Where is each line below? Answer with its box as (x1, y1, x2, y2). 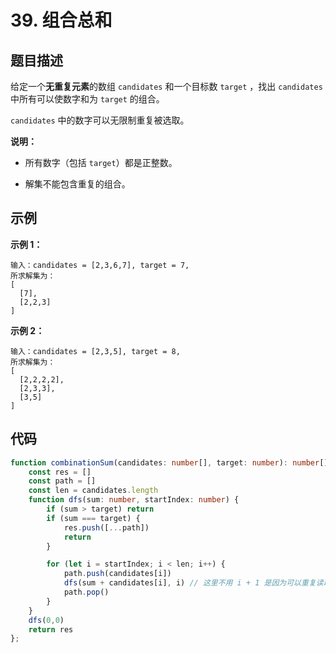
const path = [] (28, 476, 97, 486)
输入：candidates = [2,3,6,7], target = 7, (10, 260, 190, 270)
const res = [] (28, 467, 92, 477)
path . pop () (63, 587, 110, 597)
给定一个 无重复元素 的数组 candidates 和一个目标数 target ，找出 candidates (10, 81, 323, 92)
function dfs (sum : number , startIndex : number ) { (28, 495, 240, 505)
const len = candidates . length (28, 486, 159, 496)
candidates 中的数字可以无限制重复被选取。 (10, 114, 190, 126)
